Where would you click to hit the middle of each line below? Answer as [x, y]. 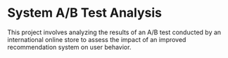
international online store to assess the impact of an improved [97, 39]
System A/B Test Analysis [84, 13]
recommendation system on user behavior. [69, 47]
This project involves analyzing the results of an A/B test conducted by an [114, 32]
